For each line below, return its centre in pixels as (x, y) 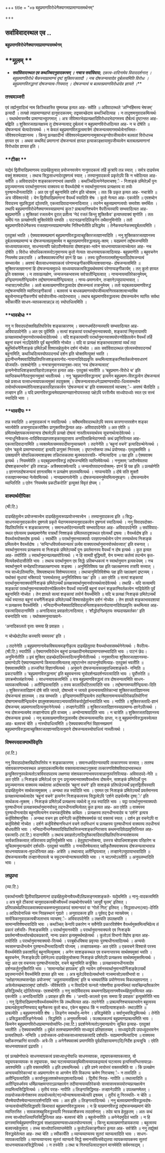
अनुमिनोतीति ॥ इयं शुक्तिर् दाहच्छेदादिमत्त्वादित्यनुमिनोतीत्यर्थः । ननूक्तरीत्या (62, 657)
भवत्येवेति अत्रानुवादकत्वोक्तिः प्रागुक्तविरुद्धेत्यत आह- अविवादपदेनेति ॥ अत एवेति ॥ (68, 427)
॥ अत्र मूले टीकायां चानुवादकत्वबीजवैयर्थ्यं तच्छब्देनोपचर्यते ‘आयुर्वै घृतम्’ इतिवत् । (66, 902)
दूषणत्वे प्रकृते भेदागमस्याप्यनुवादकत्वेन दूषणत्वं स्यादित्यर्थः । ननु (85, 522)
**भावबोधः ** (18, 315)
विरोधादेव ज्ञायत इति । (22, 146)
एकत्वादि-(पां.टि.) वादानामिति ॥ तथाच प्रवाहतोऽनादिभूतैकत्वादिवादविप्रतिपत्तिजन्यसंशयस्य (72, 835)
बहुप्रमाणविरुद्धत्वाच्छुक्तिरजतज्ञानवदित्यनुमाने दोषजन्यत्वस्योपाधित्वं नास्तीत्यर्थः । (65, 729)
